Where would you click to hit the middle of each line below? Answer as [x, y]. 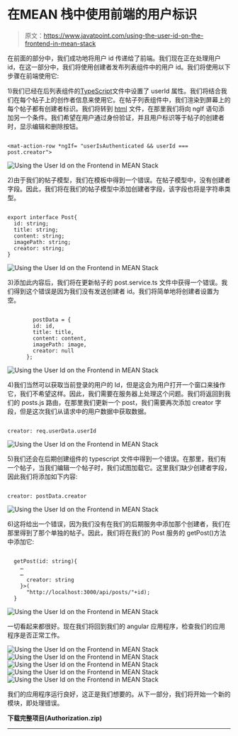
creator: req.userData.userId [52, 431]
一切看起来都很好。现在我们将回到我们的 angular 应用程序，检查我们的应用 [116, 626]
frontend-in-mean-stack [60, 43]
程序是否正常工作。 [35, 635]
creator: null [53, 351]
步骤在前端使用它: [33, 76]
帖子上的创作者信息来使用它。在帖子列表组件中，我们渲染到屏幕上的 [131, 99]
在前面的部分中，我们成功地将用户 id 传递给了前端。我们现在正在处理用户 [114, 58]
